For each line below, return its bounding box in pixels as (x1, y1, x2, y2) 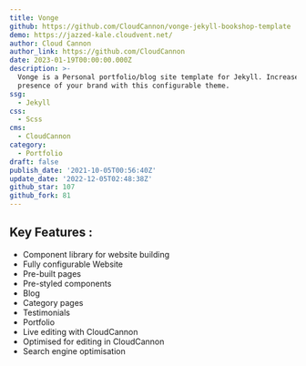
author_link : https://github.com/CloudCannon (9, 47, 185, 56)
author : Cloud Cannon (9, 38, 92, 48)
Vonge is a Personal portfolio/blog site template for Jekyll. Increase (17, 73, 300, 82)
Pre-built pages (22, 268, 82, 279)
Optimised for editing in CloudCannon (22, 336, 165, 347)
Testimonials (22, 307, 71, 318)
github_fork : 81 (9, 191, 71, 200)
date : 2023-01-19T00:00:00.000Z (9, 56, 132, 65)
